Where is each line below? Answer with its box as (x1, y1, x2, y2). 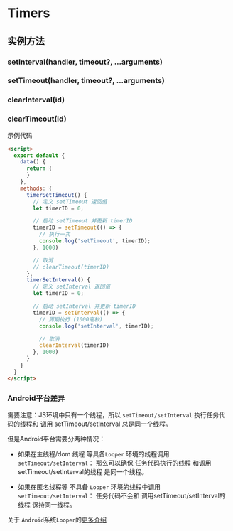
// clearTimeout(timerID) (33, 263, 110, 271)
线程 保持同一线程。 (17, 500, 76, 509)
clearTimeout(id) (7, 114, 67, 124)
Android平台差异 (7, 393, 65, 403)
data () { (20, 159, 46, 166)
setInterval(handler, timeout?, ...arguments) (7, 57, 163, 67)
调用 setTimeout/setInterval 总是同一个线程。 (40, 419, 172, 428)
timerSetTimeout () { (26, 191, 87, 198)
